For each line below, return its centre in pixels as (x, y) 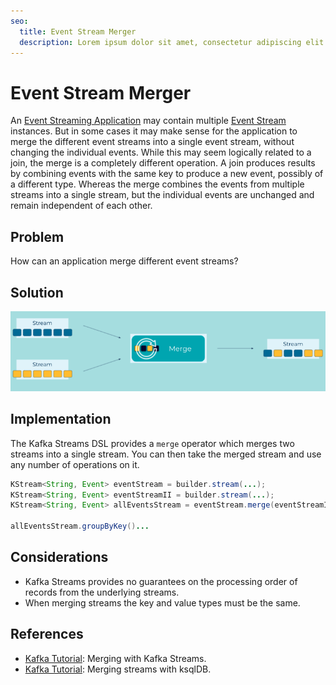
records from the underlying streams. (102, 592)
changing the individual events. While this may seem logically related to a (161, 152)
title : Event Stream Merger (78, 31)
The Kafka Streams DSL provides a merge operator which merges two (152, 443)
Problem (37, 236)
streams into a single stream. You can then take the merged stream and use (166, 454)
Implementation (61, 419)
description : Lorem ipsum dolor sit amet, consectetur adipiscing (160, 42)
